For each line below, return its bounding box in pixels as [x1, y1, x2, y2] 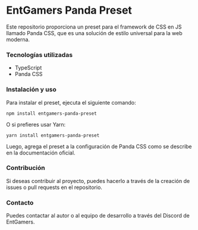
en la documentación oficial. [6, 149, 76, 156]
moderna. [6, 36, 30, 43]
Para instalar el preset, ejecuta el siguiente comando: [6, 99, 136, 106]
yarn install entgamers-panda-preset [6, 132, 100, 138]
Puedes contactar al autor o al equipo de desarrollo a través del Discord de [6, 212, 190, 219]
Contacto [6, 199, 34, 207]
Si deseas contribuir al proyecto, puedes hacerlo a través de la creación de [6, 177, 190, 184]
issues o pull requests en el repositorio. [6, 184, 103, 191]
